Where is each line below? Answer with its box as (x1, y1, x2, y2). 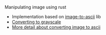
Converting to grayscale (11, 19, 61, 25)
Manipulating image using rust (4, 4, 66, 10)
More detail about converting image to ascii (11, 24, 101, 30)
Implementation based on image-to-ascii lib (11, 14, 101, 19)
